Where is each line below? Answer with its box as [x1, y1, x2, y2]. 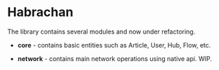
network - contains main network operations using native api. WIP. [17, 54, 213, 63]
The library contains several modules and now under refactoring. [7, 27, 196, 36]
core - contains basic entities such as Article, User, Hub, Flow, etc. [17, 41, 211, 49]
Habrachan [7, 4, 74, 20]
